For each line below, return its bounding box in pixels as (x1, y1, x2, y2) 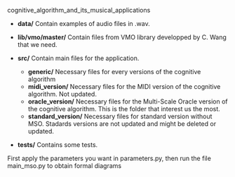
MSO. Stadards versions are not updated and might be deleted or (27, 120, 216, 128)
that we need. (17, 41, 58, 48)
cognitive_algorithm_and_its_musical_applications (7, 6, 151, 14)
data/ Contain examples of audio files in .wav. (17, 20, 150, 27)
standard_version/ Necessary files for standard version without (27, 112, 213, 120)
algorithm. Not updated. (27, 90, 97, 98)
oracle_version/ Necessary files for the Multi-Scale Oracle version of (27, 97, 228, 106)
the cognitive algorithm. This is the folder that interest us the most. (27, 105, 221, 113)
